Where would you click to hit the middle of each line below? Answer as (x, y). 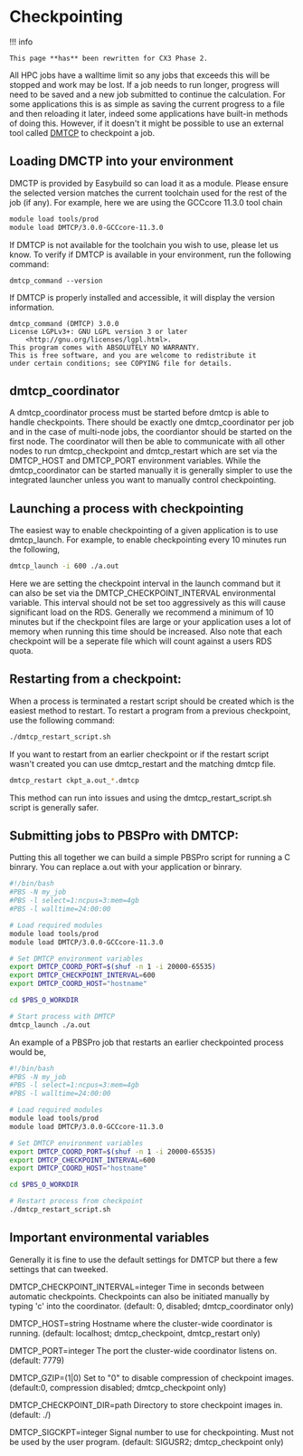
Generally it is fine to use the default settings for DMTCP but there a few (144, 1260)
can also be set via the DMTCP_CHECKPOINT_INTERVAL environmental (142, 593)
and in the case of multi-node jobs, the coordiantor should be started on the (151, 432)
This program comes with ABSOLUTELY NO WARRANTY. (105, 347)
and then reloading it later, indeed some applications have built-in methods (149, 113)
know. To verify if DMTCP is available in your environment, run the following (151, 254)
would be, (28, 1051)
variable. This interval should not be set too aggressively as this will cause (148, 603)
